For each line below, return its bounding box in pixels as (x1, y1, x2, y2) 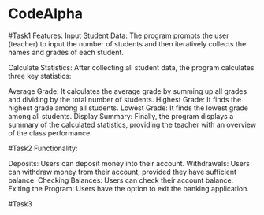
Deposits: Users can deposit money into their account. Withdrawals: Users (8, 158, 251, 168)
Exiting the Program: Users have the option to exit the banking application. (8, 183, 250, 193)
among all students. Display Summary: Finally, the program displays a (8, 111, 234, 120)
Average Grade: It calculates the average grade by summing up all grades (8, 86, 247, 95)
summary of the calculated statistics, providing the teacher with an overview (8, 120, 257, 129)
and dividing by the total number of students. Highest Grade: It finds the (8, 95, 242, 104)
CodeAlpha (8, 5, 84, 23)
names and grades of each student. (8, 47, 125, 57)
